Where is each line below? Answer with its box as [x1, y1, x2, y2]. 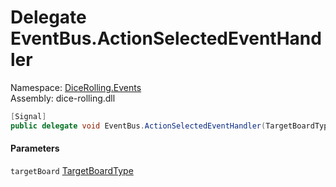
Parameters [10, 142, 60, 155]
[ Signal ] [10, 111, 47, 121]
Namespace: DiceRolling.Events [10, 81, 142, 93]
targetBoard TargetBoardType [10, 164, 134, 176]
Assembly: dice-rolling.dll [10, 92, 116, 104]
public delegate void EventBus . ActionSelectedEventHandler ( [10, 121, 267, 131]
